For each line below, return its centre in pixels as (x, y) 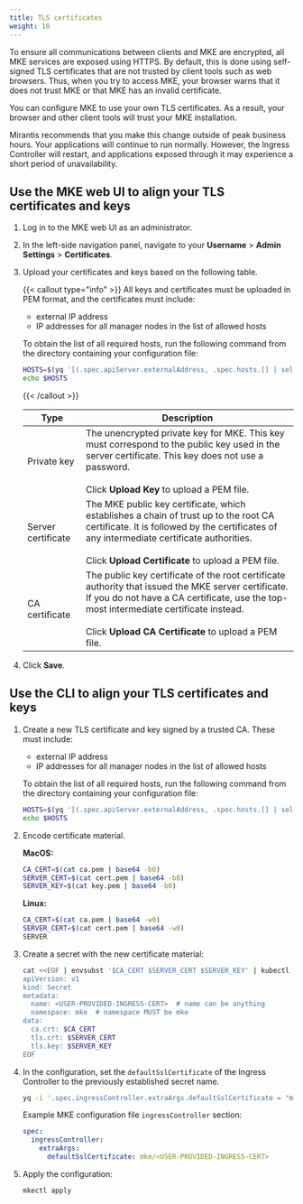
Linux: (34, 903)
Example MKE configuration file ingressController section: (132, 1115)
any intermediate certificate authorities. (169, 538)
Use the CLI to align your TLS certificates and (139, 694)
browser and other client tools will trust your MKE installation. (123, 117)
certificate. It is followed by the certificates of (181, 527)
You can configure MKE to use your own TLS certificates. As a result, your (147, 107)
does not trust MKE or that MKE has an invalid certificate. (116, 90)
